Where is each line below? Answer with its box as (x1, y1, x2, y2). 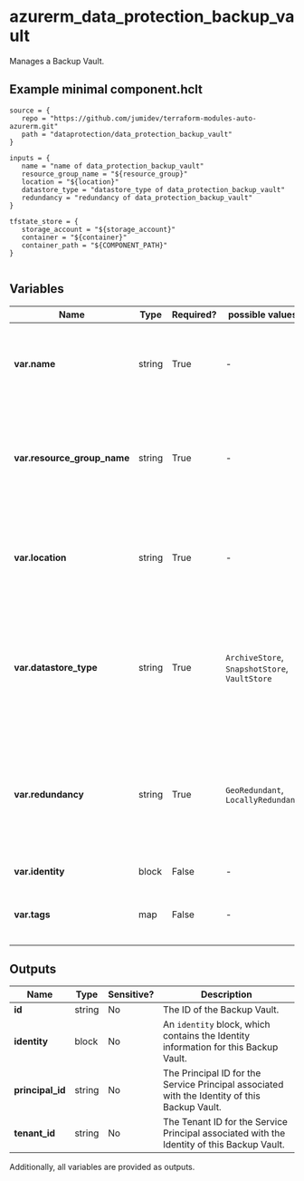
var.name (14, 357, 56, 370)
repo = (21, 113, 47, 123)
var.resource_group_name (14, 451, 130, 464)
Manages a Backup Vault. (9, 55, 105, 66)
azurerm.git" (9, 121, 59, 131)
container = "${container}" (21, 233, 128, 242)
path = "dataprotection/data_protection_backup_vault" (21, 130, 233, 139)
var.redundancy (14, 788, 84, 800)
